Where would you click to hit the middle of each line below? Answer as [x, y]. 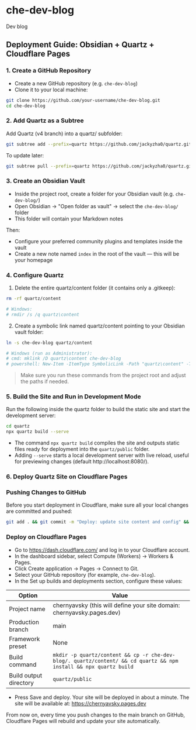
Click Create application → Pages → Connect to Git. [76, 569]
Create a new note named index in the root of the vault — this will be [97, 254]
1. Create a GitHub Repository [49, 71]
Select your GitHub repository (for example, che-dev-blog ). [85, 574]
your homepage [34, 260]
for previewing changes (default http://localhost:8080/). [82, 462]
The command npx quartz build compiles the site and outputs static [97, 443]
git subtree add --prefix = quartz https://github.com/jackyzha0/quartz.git [99, 144]
